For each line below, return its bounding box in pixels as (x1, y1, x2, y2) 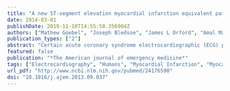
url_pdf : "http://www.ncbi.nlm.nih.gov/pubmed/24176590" (7, 67, 173, 74)
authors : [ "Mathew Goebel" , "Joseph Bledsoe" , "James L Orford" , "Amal (7, 29, 216, 36)
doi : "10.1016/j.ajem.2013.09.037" (7, 73, 109, 81)
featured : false (7, 49, 53, 55)
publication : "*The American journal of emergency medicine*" (7, 55, 188, 62)
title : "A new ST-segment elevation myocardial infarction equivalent (7, 10, 213, 17)
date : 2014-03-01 (7, 16, 57, 23)
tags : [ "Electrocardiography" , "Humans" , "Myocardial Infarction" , (7, 61, 204, 68)
